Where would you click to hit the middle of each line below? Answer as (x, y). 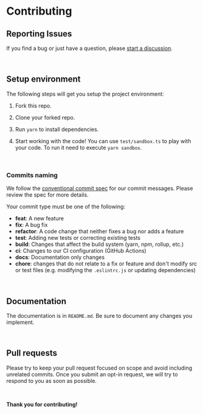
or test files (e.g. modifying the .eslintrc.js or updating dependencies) (105, 270)
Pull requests (32, 353)
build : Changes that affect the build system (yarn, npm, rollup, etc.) (99, 244)
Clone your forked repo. (45, 118)
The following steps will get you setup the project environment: (85, 94)
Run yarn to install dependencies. (57, 129)
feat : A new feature (39, 219)
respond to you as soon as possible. (52, 381)
